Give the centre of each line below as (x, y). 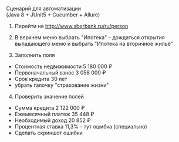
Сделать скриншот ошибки (49, 133)
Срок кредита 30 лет (41, 79)
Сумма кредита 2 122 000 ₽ (50, 108)
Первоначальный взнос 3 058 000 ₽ (60, 72)
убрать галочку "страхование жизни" (62, 85)
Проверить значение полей (49, 97)
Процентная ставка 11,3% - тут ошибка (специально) (81, 126)
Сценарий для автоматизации (43, 9)
